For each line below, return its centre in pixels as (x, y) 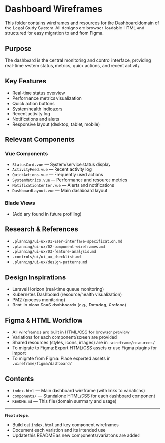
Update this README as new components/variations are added (76, 435)
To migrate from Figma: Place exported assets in (61, 358)
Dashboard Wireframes (54, 9)
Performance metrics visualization (47, 98)
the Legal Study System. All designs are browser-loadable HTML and (75, 28)
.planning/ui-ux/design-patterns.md (50, 262)
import (19, 353)
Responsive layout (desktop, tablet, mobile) (56, 124)
